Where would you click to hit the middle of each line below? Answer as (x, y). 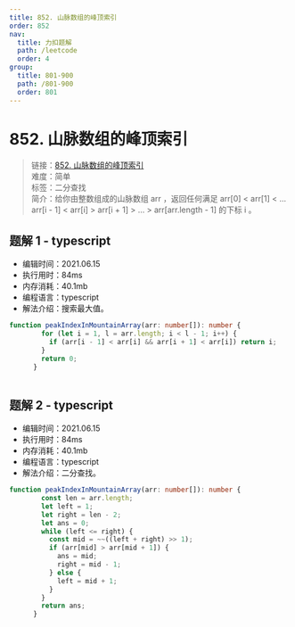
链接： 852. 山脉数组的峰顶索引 (87, 165)
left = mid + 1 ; (87, 581)
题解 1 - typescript (60, 240)
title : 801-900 (45, 76)
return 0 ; (59, 359)
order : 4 (33, 59)
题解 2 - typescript (61, 405)
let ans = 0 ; (66, 523)
